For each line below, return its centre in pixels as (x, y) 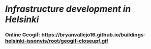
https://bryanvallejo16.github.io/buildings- (94, 35)
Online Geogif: (23, 35)
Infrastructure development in (68, 9)
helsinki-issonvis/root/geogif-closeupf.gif (57, 41)
